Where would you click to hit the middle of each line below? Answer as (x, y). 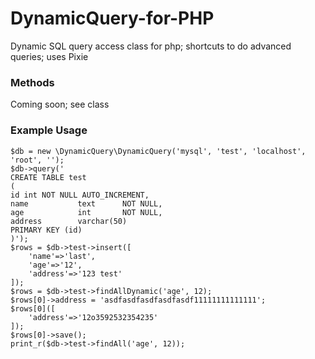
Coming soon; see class (60, 104)
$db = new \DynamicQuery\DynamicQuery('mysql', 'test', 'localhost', (158, 151)
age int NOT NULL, (86, 212)
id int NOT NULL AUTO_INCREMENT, (80, 195)
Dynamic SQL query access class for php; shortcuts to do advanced (151, 46)
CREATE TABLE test (48, 177)
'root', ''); (37, 160)
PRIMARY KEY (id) (46, 230)
